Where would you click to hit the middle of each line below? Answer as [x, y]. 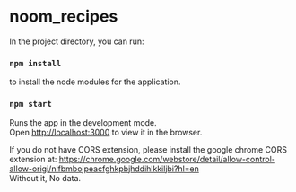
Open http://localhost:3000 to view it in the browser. [106, 132]
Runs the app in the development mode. [83, 122]
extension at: [33, 159]
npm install [35, 63]
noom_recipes [64, 17]
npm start [30, 104]
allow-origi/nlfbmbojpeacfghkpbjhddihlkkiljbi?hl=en [104, 169]
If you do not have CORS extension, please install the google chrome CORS [148, 149]
